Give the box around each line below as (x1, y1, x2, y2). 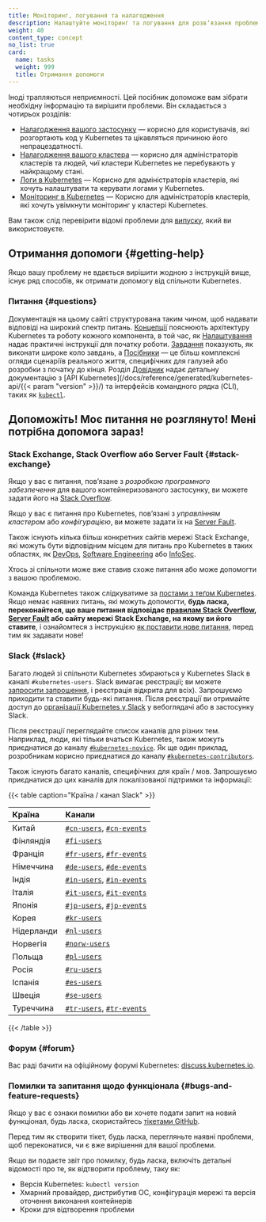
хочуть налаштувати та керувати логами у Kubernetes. (19, 183, 205, 192)
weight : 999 (15, 63, 55, 71)
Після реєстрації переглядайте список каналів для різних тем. (8, 725, 220, 735)
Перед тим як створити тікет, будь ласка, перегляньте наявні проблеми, (8, 1132, 254, 1141)
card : (8, 48, 26, 56)
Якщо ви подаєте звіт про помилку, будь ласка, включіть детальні (8, 1155, 232, 1165)
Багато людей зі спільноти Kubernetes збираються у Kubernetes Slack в (8, 668, 251, 678)
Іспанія (12, 976, 40, 988)
